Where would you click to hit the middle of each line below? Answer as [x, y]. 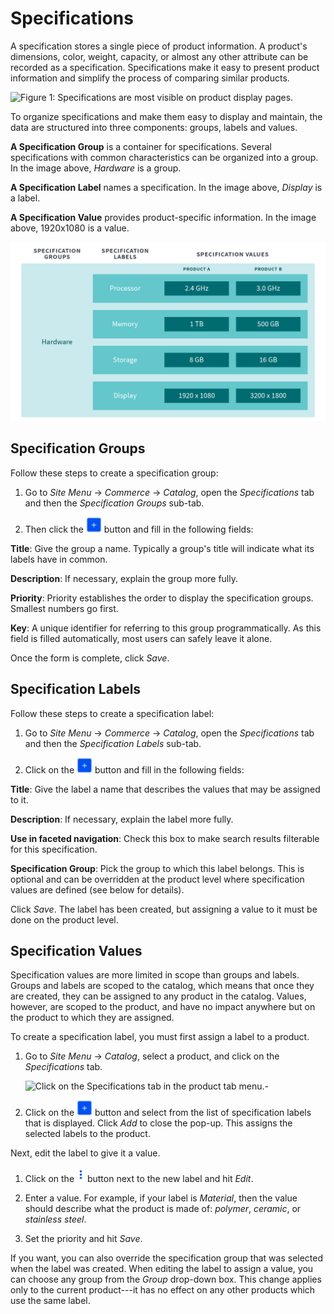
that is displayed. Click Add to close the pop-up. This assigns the [158, 1123]
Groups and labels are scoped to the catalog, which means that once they [162, 986]
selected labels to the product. [87, 1134]
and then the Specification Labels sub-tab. [113, 743]
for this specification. [54, 849]
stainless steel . [55, 1219]
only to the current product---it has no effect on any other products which [163, 1290]
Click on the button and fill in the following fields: [134, 769]
